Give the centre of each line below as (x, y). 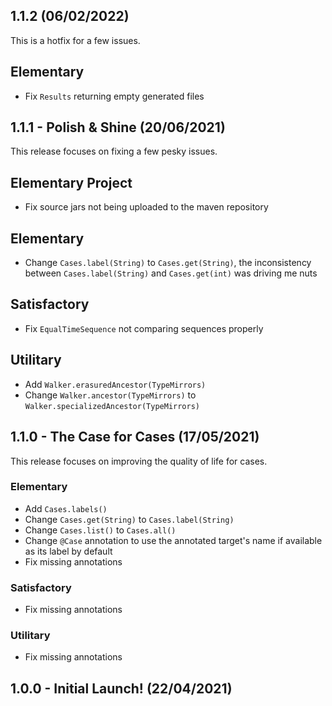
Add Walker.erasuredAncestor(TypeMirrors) (115, 384)
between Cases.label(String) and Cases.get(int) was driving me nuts (171, 273)
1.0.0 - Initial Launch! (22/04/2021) (121, 688)
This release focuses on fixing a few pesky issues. (114, 151)
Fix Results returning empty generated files (114, 96)
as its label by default (68, 551)
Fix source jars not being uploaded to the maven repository (146, 207)
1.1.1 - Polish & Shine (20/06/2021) (118, 127)
